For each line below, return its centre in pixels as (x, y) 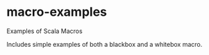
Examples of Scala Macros (44, 31)
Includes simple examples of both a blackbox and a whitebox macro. (104, 44)
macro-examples (57, 12)
